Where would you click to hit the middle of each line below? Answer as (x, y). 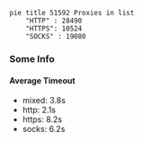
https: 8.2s (42, 119)
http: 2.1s (39, 110)
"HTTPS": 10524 (54, 29)
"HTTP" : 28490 (54, 21)
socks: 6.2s (44, 129)
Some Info (32, 58)
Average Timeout (42, 80)
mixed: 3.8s (44, 101)
